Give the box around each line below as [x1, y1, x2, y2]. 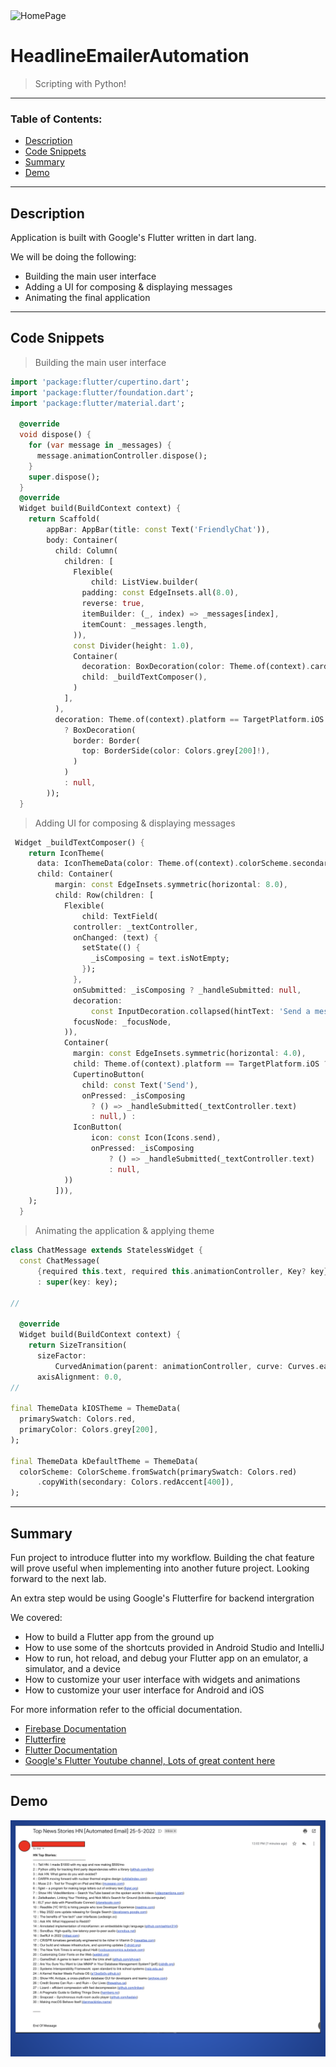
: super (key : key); [36, 1277, 118, 1287]
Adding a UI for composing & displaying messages [24, 281, 233, 293]
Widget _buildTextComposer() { [14, 837, 145, 848]
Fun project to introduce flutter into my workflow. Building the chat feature [10, 1552, 315, 1564]
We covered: [10, 1612, 63, 1624]
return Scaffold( [28, 514, 101, 524]
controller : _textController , [73, 922, 199, 932]
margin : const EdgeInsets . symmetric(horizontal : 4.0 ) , [73, 1049, 307, 1059]
